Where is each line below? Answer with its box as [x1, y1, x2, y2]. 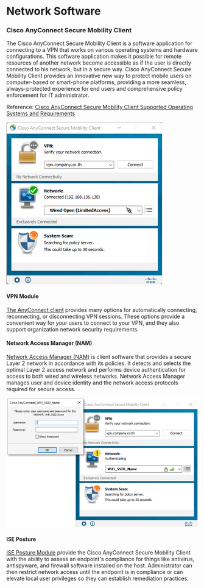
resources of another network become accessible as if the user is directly [6, 59, 192, 66]
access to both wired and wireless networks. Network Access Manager [6, 372, 186, 380]
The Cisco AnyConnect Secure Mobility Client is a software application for [6, 40, 193, 47]
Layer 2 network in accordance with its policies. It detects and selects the [6, 360, 191, 367]
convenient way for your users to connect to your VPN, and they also [6, 319, 180, 327]
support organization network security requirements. [6, 325, 139, 333]
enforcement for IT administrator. [6, 91, 90, 99]
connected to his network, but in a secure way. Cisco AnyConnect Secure [6, 66, 192, 73]
